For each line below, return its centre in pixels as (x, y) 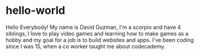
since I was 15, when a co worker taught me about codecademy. (85, 46)
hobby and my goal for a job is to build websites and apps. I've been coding (100, 40)
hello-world (36, 11)
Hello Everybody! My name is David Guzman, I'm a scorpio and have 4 (93, 27)
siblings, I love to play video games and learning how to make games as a (97, 33)
